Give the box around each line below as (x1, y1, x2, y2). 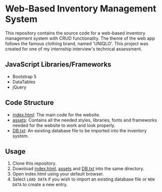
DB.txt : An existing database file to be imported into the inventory (12, 127, 147, 133)
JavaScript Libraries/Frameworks (5, 60, 112, 69)
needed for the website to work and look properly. (12, 122, 116, 128)
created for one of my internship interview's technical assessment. (5, 46, 143, 52)
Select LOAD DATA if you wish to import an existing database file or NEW (12, 176, 155, 182)
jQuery (12, 84, 26, 90)
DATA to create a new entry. (12, 182, 68, 188)
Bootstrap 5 (12, 73, 37, 80)
